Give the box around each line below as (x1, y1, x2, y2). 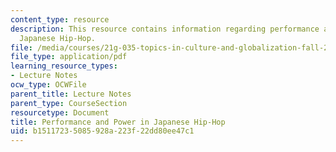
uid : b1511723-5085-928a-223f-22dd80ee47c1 (10, 126, 195, 136)
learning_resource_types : (10, 61, 118, 71)
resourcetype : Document (10, 107, 110, 118)
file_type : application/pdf (10, 52, 128, 62)
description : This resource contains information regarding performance (10, 24, 320, 34)
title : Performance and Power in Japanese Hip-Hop (10, 117, 226, 127)
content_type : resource (10, 14, 110, 25)
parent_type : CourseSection (10, 98, 128, 108)
